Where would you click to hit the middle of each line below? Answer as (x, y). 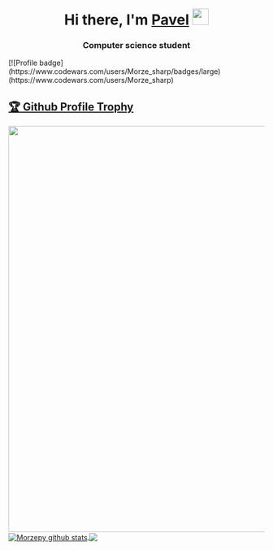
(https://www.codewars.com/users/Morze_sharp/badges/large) (115, 71)
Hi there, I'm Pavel (126, 20)
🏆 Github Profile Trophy (71, 107)
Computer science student (136, 45)
